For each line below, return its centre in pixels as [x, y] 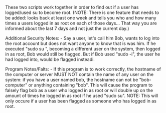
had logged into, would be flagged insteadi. [50, 59]
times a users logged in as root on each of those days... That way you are [81, 23]
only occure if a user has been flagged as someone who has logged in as [81, 101]
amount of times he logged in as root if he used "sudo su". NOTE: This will [82, 95]
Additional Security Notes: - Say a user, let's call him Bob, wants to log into [82, 38]
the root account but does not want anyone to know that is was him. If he [81, 43]
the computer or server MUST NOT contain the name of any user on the [79, 74]
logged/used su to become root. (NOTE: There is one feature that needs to [82, 12]
